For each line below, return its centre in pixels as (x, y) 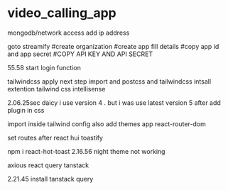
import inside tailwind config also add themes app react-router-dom (107, 124)
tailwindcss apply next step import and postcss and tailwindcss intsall (109, 81)
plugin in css (26, 110)
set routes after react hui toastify (55, 138)
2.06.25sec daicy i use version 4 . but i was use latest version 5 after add (114, 102)
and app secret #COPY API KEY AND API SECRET (80, 54)
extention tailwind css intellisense (56, 89)
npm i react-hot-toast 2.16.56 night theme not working (86, 151)
